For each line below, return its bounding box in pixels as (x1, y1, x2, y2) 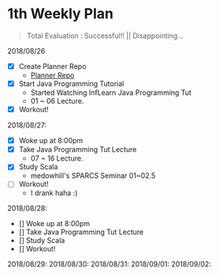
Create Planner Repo (18, 61, 87, 71)
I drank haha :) (30, 188, 78, 198)
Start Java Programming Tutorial (18, 79, 124, 88)
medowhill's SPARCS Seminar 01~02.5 (30, 171, 156, 180)
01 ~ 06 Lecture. (30, 96, 84, 106)
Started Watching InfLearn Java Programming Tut (30, 88, 192, 97)
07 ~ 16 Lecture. (30, 153, 84, 163)
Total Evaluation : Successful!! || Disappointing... (26, 31, 184, 40)
